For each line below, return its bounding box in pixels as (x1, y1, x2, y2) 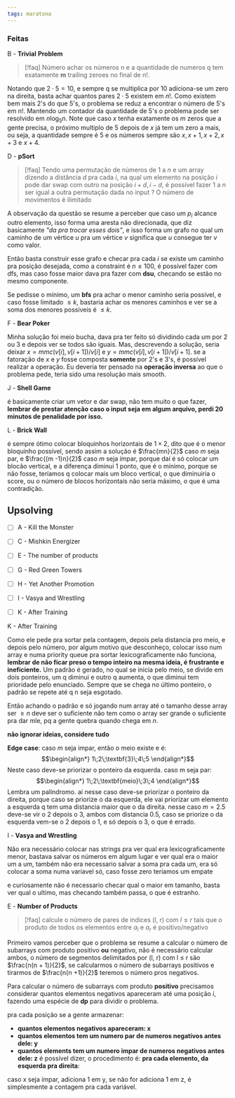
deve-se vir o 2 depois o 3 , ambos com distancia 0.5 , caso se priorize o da (7, 810, 223, 818)
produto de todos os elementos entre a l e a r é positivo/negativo (24, 923, 208, 933)
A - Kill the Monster (17, 523, 74, 532)
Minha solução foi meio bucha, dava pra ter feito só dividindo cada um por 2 (7, 332, 228, 341)
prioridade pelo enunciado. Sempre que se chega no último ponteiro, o (7, 680, 212, 689)
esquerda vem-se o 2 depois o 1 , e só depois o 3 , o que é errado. (7, 817, 196, 826)
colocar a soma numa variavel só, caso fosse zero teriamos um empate (7, 867, 213, 876)
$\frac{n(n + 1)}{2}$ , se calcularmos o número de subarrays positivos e (7, 961, 215, 969)
